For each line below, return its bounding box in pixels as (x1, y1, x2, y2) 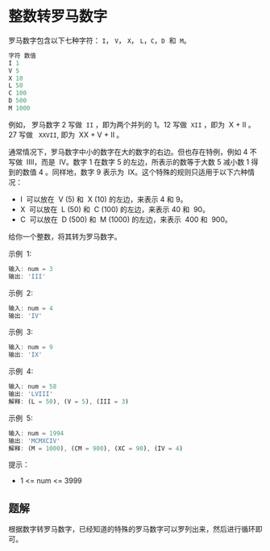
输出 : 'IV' (8, 311, 43, 319)
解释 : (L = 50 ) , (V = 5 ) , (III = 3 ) (8, 397, 129, 406)
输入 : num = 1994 (8, 429, 64, 437)
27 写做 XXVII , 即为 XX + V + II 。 (8, 130, 124, 140)
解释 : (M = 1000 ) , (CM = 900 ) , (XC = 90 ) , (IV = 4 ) (8, 445, 184, 453)
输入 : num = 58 (8, 382, 57, 391)
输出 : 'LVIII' (8, 390, 54, 399)
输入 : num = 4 (8, 304, 54, 312)
